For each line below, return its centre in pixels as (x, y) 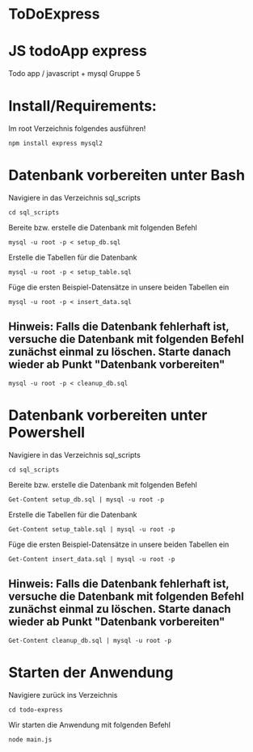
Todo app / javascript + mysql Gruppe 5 (75, 74)
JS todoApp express (78, 51)
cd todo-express (36, 710)
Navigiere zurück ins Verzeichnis (63, 695)
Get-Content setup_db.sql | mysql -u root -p (86, 499)
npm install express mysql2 (56, 144)
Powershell (47, 433)
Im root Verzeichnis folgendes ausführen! (77, 129)
